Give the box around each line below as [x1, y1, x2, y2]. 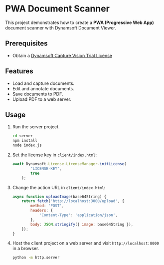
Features [5, 67, 33, 75]
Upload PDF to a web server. [12, 96, 72, 102]
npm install [12, 138, 37, 143]
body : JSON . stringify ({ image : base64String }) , [30, 222, 134, 227]
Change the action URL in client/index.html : [12, 184, 106, 190]
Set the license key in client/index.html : [12, 152, 97, 158]
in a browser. [12, 246, 39, 252]
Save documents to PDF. [12, 91, 63, 97]
